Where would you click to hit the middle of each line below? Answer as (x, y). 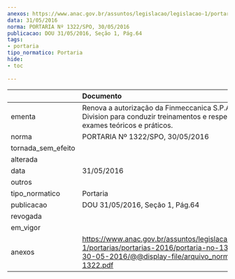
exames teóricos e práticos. (128, 125)
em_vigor (26, 227)
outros (22, 182)
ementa (23, 116)
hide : (15, 59)
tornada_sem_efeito (43, 148)
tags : (15, 40)
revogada (26, 216)
